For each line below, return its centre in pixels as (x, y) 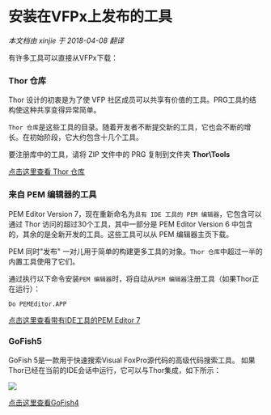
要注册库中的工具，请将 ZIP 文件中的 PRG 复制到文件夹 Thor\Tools (119, 155)
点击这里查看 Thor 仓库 (47, 172)
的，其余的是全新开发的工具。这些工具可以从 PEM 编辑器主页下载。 (121, 234)
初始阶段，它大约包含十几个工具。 (86, 138)
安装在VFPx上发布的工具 (90, 17)
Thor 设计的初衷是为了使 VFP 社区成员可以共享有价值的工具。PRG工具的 (129, 100)
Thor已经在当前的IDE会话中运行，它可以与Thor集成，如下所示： (115, 370)
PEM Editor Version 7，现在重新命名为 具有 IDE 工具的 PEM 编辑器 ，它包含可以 (135, 214)
